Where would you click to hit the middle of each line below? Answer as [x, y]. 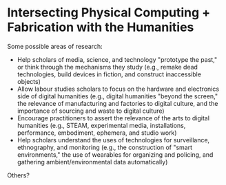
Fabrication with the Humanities [101, 27]
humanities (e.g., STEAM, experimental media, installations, [101, 125]
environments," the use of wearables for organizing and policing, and [115, 154]
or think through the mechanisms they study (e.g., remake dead [107, 67]
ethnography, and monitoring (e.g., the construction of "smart [105, 147]
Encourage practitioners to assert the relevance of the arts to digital [113, 118]
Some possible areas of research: [55, 46]
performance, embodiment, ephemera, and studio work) [97, 133]
